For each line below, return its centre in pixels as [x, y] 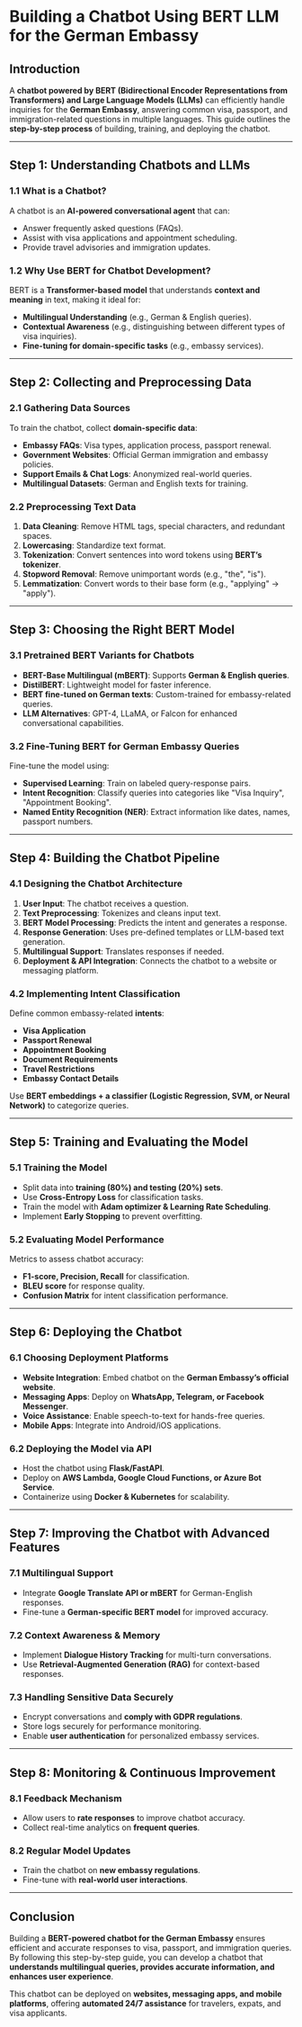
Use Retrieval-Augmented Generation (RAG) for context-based [141, 1664]
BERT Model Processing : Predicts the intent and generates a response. [155, 922]
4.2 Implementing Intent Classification [95, 993]
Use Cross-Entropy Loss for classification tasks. [113, 1197]
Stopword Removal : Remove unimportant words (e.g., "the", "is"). [144, 574]
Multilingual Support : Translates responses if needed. [123, 951]
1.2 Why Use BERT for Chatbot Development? [110, 270]
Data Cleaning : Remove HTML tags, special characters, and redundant [154, 526]
